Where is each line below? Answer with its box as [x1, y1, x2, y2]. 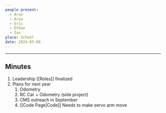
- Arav [9, 12, 23, 17]
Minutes [5, 62, 31, 71]
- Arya [9, 16, 23, 21]
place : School [5, 35, 35, 40]
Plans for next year [12, 81, 51, 87]
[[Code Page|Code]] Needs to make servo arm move [19, 102, 127, 108]
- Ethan [9, 26, 26, 31]
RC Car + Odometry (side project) [19, 91, 89, 97]
